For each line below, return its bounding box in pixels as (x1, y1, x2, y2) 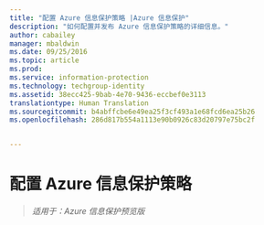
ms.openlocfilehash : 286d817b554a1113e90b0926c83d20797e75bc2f (9, 115, 256, 124)
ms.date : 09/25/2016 (9, 48, 89, 57)
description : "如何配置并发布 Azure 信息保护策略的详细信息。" (9, 22, 229, 31)
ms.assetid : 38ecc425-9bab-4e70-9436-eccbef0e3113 (9, 90, 206, 99)
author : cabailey (9, 30, 76, 39)
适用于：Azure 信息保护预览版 (31, 206, 145, 217)
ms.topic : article (9, 56, 79, 65)
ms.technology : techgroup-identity (9, 81, 145, 91)
